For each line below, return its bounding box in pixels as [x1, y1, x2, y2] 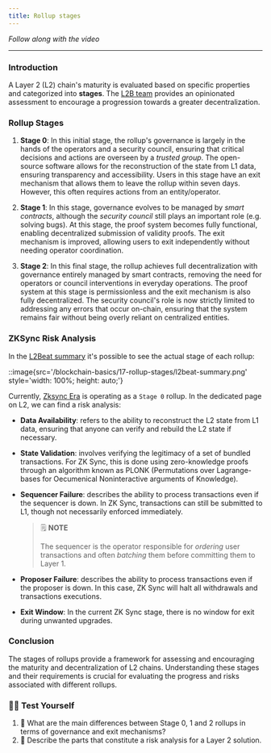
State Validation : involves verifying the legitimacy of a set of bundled [19, 448, 252, 458]
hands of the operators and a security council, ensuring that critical [19, 144, 244, 154]
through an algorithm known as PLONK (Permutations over [19, 465, 215, 475]
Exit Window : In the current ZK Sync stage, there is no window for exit [19, 607, 255, 617]
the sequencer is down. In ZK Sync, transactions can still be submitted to [19, 498, 263, 508]
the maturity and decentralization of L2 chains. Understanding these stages [8, 663, 260, 672]
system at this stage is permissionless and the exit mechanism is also [19, 287, 252, 297]
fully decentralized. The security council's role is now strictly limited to [19, 295, 256, 305]
